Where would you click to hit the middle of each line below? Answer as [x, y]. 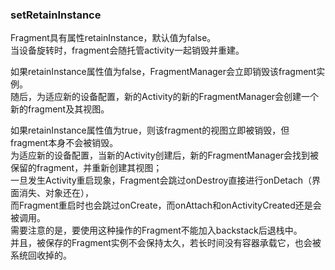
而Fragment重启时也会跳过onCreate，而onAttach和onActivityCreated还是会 [166, 205]
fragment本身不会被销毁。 [64, 143]
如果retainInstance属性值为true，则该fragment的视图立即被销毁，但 [150, 130]
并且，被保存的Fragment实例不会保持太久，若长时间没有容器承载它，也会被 [166, 243]
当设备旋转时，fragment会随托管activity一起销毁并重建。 [127, 50]
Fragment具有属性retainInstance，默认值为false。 [113, 38]
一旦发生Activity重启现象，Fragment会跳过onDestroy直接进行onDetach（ [161, 180]
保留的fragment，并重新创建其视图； [86, 168]
